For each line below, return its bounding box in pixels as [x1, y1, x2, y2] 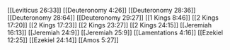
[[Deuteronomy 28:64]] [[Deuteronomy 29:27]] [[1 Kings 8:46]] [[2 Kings [7, 13, 219, 22]
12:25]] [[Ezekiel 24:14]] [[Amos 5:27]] [7, 36, 119, 44]
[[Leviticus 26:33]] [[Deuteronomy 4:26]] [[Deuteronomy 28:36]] [7, 6, 196, 14]
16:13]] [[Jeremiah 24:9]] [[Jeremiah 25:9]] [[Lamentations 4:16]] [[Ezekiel [7, 28, 224, 37]
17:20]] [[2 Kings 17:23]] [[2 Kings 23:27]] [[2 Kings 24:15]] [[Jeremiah [7, 21, 212, 29]
